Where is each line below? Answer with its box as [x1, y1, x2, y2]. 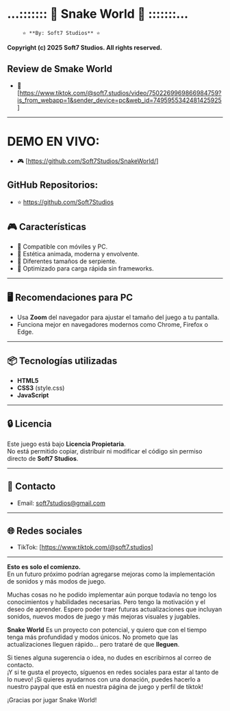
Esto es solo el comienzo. [7, 563, 81, 571]
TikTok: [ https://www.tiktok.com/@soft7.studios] [16, 543, 153, 551]
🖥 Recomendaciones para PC [7, 291, 133, 303]
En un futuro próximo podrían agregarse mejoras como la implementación [7, 570, 216, 578]
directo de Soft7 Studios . [7, 454, 79, 462]
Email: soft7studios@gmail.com [16, 499, 106, 507]
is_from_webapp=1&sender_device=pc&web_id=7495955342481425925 [16, 96, 222, 104]
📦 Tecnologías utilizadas [7, 355, 118, 366]
